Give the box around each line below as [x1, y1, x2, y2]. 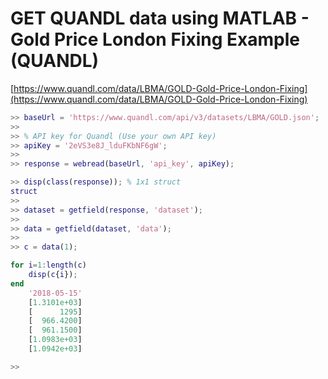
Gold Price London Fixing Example [10, 28, 300, 51]
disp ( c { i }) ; [28, 270, 78, 280]
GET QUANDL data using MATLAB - [10, 7, 310, 30]
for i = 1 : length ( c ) [10, 260, 87, 271]
